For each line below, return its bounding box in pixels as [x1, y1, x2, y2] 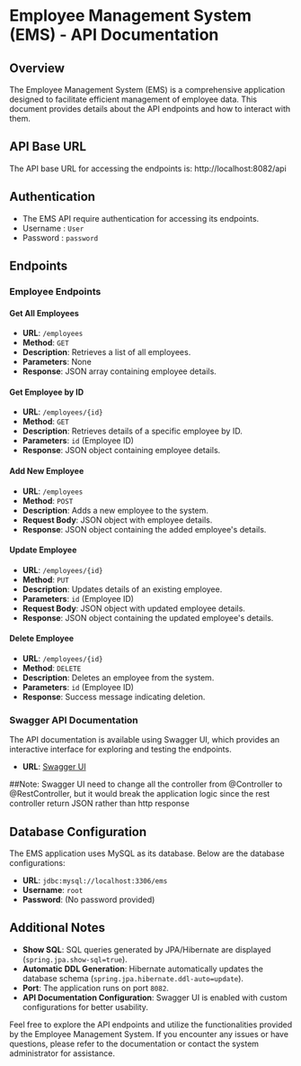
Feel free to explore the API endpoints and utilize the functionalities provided [9, 1019, 293, 1030]
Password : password [22, 232, 99, 243]
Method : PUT [22, 574, 69, 585]
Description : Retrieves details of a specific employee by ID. [22, 425, 243, 437]
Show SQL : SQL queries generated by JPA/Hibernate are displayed [22, 943, 271, 955]
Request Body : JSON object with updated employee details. [22, 603, 245, 614]
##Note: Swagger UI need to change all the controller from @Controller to [9, 779, 283, 789]
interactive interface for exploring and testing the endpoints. [9, 744, 232, 755]
